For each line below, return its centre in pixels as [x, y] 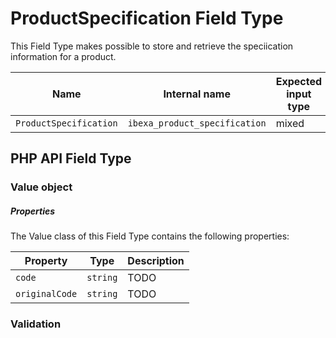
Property [46, 261]
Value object [41, 187]
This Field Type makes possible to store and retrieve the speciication [152, 46]
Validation [36, 324]
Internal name [197, 94]
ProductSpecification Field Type [147, 18]
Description [156, 261]
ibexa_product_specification [197, 123]
